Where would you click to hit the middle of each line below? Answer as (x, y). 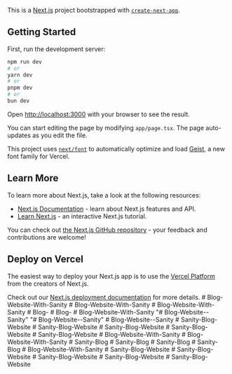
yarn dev (20, 75)
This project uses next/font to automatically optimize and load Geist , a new (116, 148)
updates (19, 135)
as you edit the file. (60, 135)
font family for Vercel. (39, 156)
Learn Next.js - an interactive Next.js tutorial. (82, 216)
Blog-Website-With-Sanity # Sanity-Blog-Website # (102, 349)
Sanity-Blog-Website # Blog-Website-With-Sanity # (111, 334)
